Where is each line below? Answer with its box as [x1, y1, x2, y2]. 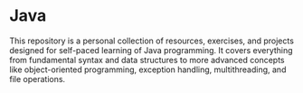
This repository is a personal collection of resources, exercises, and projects [9, 35, 294, 46]
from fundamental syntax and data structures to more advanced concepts [9, 54, 285, 65]
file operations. [9, 73, 66, 84]
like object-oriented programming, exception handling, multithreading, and [9, 64, 287, 75]
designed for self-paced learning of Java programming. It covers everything [9, 44, 293, 55]
